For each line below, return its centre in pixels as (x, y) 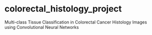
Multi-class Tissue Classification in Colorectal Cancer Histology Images (76, 22)
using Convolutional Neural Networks (42, 27)
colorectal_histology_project (63, 9)
